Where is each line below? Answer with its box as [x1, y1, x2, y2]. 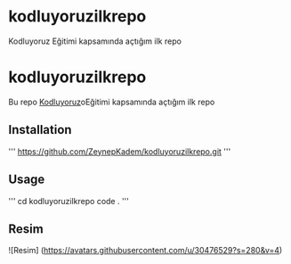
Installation [8, 122, 72, 137]
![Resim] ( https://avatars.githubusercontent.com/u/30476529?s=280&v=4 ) [8, 245, 283, 256]
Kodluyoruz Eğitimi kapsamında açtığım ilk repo [8, 36, 182, 46]
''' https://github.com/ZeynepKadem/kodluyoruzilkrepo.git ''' [8, 145, 231, 157]
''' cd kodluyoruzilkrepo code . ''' [8, 195, 130, 206]
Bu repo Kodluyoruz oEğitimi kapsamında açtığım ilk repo [8, 96, 215, 107]
